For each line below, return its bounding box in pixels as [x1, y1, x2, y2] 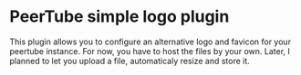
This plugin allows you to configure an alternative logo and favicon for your [9, 36, 292, 47]
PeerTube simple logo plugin [9, 6, 230, 27]
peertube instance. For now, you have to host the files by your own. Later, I [9, 45, 290, 56]
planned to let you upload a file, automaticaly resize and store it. [9, 55, 251, 66]
